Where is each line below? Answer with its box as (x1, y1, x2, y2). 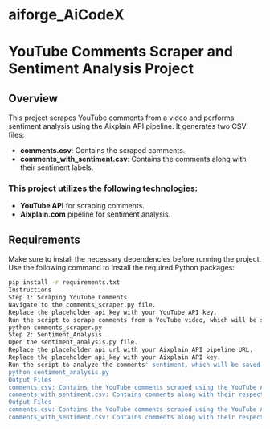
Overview (8, 91, 59, 105)
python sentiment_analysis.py (8, 368, 110, 376)
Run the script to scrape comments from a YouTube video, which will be (8, 316, 257, 324)
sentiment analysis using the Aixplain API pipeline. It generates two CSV (8, 122, 247, 131)
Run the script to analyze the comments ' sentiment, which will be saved (8, 361, 261, 369)
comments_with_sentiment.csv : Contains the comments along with (19, 155, 247, 164)
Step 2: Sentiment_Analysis (8, 331, 103, 339)
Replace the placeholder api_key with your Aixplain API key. (8, 353, 221, 361)
